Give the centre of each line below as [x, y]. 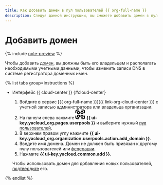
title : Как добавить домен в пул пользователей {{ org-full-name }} [76, 10]
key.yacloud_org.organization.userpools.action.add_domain [82, 139]
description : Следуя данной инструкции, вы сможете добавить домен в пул [81, 15]
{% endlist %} [19, 178]
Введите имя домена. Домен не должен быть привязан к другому [88, 144]
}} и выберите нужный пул [119, 123]
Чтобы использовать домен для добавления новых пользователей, [82, 164]
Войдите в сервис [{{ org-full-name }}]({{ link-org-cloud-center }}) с [89, 102]
